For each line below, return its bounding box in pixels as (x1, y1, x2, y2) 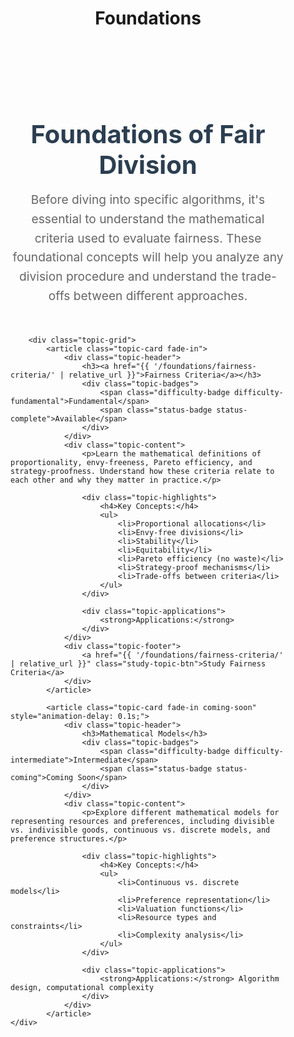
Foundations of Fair (30, 118, 266, 151)
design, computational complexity (10, 982, 155, 992)
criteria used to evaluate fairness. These (34, 230, 262, 246)
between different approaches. (73, 287, 248, 304)
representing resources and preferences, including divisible (10, 816, 275, 826)
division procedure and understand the (19, 268, 239, 285)
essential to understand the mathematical (31, 210, 265, 227)
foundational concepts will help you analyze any (12, 249, 284, 266)
